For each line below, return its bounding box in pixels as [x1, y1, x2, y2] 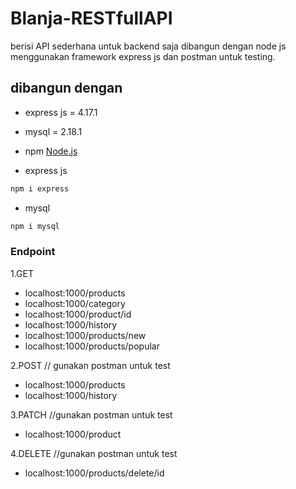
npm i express [10, 183, 70, 194]
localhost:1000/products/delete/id [24, 467, 165, 479]
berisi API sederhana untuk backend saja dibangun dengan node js [10, 40, 287, 52]
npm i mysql [10, 221, 60, 231]
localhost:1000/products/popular [24, 340, 160, 352]
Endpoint [10, 245, 56, 259]
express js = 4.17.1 [24, 106, 98, 118]
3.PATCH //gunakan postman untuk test [10, 408, 173, 421]
